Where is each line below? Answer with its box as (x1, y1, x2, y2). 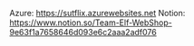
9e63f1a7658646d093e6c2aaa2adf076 (9, 27, 157, 37)
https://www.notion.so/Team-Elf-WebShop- (9, 17, 172, 28)
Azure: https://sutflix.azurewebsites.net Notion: (9, 8, 186, 18)
